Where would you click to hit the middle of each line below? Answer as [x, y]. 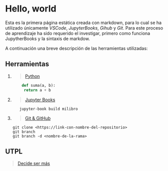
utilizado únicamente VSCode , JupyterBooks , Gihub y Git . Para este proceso [84, 28]
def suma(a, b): [39, 85]
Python [32, 76]
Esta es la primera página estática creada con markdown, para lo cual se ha [83, 23]
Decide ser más [34, 163]
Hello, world [31, 9]
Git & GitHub [38, 118]
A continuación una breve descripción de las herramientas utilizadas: [76, 48]
